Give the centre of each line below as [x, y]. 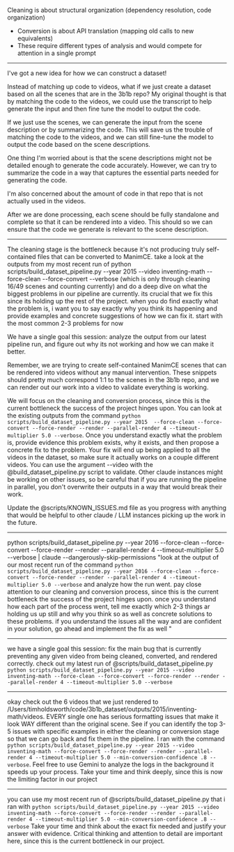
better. [17, 352]
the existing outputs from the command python [74, 416]
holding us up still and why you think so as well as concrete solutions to [110, 614]
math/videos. [26, 717]
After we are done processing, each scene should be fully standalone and [113, 214]
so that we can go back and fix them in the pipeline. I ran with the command [116, 739]
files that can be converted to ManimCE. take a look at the [120, 257]
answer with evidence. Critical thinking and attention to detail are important [115, 834]
